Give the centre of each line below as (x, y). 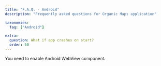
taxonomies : (17, 23)
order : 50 (19, 45)
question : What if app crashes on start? (52, 40)
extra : (12, 36)
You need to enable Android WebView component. (55, 58)
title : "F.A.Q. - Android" (32, 9)
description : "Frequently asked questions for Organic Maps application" (81, 14)
